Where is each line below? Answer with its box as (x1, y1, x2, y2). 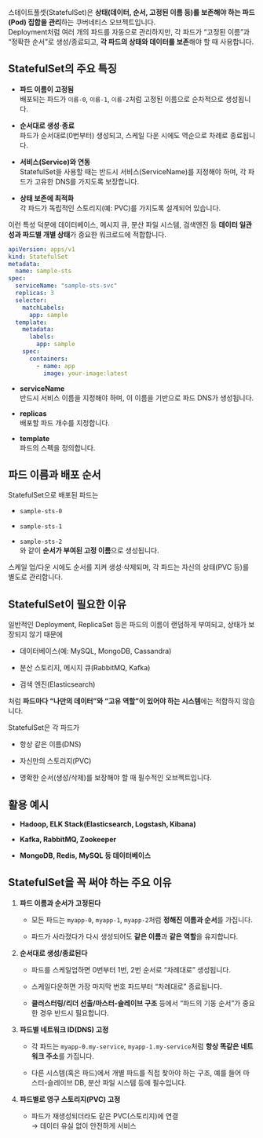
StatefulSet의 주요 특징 (8, 62, 118, 75)
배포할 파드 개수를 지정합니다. (19, 418, 111, 427)
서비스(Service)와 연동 (19, 157, 91, 166)
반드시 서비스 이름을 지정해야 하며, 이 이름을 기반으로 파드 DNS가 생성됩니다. (19, 392, 254, 403)
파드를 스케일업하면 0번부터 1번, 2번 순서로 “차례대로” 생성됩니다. (31, 965, 232, 974)
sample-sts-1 (19, 523, 63, 531)
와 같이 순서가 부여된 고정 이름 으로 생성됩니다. (19, 545, 159, 556)
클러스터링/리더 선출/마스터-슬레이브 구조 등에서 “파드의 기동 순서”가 (31, 998, 241, 1008)
